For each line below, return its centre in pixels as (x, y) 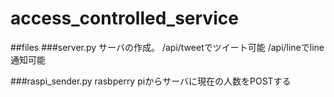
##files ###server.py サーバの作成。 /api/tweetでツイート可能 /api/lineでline (167, 47)
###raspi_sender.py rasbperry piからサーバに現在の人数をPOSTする (151, 81)
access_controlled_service (124, 18)
